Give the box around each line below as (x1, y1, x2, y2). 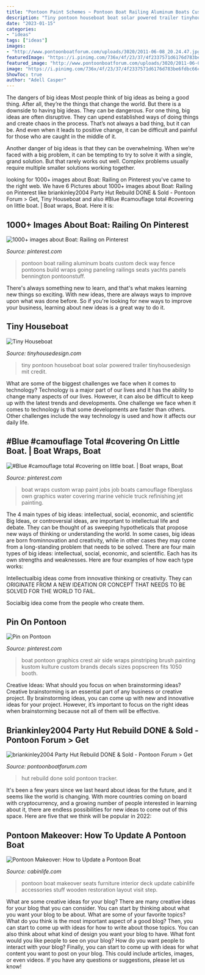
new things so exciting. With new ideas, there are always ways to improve (6, 291, 192, 298)
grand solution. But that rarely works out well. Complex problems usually (6, 158, 189, 165)
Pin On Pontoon (6, 616, 67, 627)
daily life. (6, 418, 29, 426)
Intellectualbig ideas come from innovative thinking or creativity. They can (6, 574, 192, 582)
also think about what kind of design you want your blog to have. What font (6, 930, 195, 938)
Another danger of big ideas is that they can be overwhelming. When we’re (6, 145, 195, 152)
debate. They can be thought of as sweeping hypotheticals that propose (6, 524, 188, 531)
